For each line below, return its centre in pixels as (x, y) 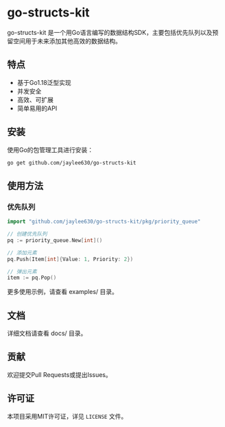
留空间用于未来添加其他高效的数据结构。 (64, 41)
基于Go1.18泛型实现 (44, 82)
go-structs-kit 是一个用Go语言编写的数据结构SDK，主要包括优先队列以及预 (113, 32)
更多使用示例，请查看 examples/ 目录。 (63, 292)
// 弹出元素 (22, 271)
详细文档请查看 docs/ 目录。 (47, 333)
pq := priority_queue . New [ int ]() (55, 240)
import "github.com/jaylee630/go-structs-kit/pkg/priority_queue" (104, 222)
